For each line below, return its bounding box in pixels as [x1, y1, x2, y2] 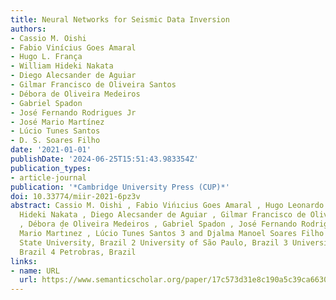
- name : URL [10, 266, 60, 276]
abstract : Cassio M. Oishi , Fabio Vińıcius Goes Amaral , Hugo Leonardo [10, 201, 325, 211]
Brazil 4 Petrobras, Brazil [19, 247, 137, 257]
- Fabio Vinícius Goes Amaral [10, 42, 137, 53]
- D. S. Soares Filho [10, 136, 101, 146]
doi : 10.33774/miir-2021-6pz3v [10, 191, 141, 201]
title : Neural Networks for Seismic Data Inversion [10, 14, 230, 25]
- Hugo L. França [10, 52, 83, 62]
